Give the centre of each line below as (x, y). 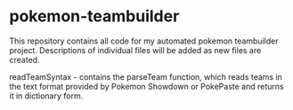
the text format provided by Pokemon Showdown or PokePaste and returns (146, 86)
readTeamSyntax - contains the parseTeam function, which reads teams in (146, 76)
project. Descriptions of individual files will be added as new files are (135, 50)
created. (24, 59)
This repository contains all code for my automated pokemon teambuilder (144, 41)
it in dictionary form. (46, 96)
